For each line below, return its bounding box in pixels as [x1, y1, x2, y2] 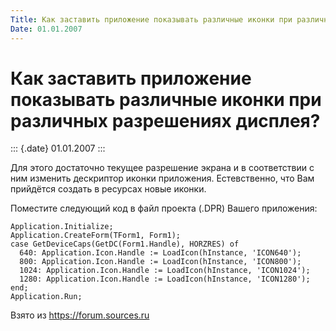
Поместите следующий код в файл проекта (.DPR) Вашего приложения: [10, 202, 318, 215]
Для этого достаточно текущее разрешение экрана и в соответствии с [10, 162, 315, 174]
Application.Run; [10, 292, 83, 302]
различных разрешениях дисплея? [10, 109, 321, 132]
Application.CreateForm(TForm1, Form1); [10, 231, 182, 241]
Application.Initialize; [10, 222, 114, 232]
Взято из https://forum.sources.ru [10, 309, 150, 321]
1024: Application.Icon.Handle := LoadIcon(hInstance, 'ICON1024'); [19, 266, 311, 276]
